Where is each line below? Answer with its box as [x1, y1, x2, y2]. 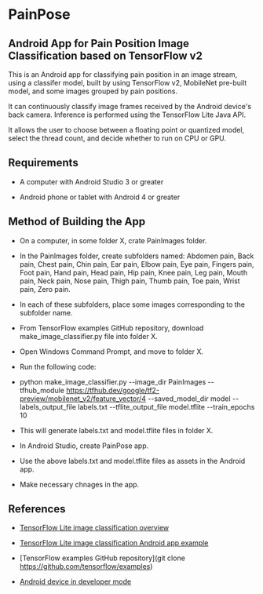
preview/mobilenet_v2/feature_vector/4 [19, 394, 147, 403]
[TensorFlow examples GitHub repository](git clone [19, 553, 186, 563]
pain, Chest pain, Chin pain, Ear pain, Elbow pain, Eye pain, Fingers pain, [19, 259, 254, 268]
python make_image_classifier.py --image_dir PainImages [19, 377, 206, 386]
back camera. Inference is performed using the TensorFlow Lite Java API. [8, 110, 246, 119]
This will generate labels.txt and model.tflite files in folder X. [19, 425, 214, 435]
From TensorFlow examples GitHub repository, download [19, 323, 204, 333]
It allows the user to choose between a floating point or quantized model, [8, 126, 245, 134]
